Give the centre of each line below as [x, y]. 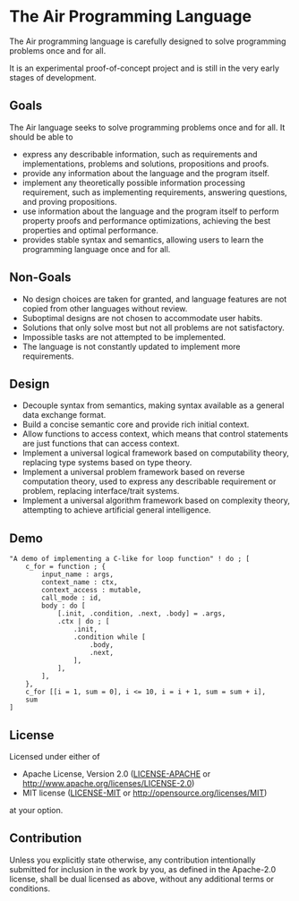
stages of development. [53, 77]
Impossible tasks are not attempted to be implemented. [124, 336]
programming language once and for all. [96, 249]
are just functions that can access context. [101, 444]
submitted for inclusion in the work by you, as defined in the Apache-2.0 [142, 869]
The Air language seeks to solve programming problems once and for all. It [147, 127]
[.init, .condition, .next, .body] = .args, [141, 614]
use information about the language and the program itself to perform [150, 211]
